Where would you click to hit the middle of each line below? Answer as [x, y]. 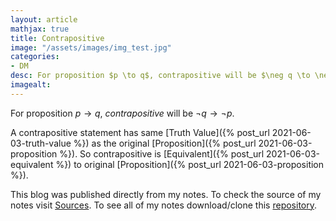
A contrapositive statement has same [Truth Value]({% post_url [140, 132]
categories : [35, 57]
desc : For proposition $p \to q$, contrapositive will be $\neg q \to [160, 76]
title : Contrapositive [57, 38]
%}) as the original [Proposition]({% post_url [165, 143]
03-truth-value [41, 143]
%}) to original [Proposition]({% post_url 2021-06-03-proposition [190, 164]
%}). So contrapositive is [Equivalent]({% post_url [162, 153]
